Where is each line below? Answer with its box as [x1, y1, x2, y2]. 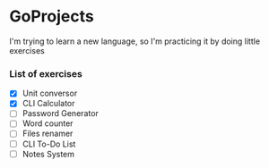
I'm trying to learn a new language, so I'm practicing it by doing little [9, 36, 261, 46]
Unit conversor [22, 88, 78, 99]
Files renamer [22, 128, 74, 139]
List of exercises [9, 67, 82, 80]
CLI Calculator [22, 98, 75, 109]
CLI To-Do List [22, 139, 76, 149]
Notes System [22, 148, 74, 159]
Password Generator [22, 108, 99, 119]
